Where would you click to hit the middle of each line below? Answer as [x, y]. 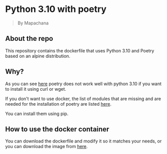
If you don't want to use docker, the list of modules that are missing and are [83, 99]
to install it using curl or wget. [36, 89]
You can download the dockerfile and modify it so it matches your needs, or [83, 141]
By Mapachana [33, 23]
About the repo [29, 39]
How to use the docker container [57, 129]
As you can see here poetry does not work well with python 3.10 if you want [83, 84]
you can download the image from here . [46, 147]
